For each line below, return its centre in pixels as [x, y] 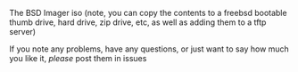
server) [23, 32]
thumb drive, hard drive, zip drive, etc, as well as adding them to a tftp [138, 22]
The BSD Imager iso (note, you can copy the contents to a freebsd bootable [148, 13]
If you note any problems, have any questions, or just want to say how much [149, 49]
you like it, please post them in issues [78, 58]
